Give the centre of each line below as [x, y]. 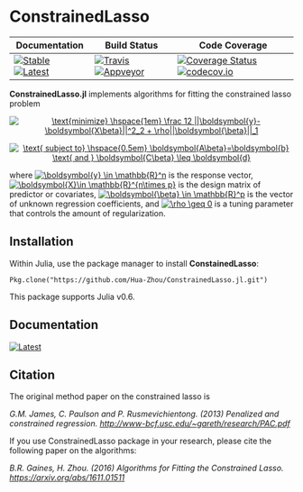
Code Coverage [233, 45]
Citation [32, 374]
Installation [41, 242]
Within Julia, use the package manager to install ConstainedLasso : [134, 263]
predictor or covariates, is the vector [151, 194]
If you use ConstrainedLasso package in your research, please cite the [141, 441]
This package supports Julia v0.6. [72, 296]
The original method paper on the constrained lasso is [110, 396]
